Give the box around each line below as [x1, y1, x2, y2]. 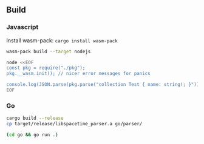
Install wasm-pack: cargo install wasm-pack [6, 36, 118, 44]
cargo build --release [6, 115, 64, 122]
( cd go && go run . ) [6, 131, 59, 138]
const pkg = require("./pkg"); [6, 65, 86, 71]
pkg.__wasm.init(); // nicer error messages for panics [6, 71, 151, 77]
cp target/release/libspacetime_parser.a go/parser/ [6, 121, 143, 127]
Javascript [6, 23, 39, 31]
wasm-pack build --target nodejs [6, 48, 91, 54]
